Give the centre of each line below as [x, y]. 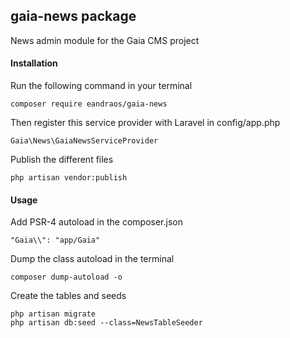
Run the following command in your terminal [101, 86]
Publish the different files [62, 160]
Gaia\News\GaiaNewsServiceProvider [84, 141]
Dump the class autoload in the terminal [92, 259]
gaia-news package [73, 16]
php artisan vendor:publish [69, 178]
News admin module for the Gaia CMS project [105, 40]
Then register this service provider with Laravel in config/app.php [145, 123]
